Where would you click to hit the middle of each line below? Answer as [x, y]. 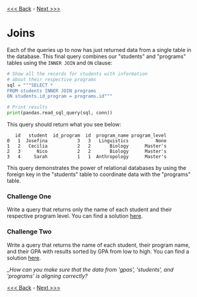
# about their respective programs [52, 79]
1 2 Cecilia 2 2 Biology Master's [87, 146]
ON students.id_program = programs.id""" [60, 96]
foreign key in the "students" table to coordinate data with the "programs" [99, 174]
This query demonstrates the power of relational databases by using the [97, 168]
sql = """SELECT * [30, 85]
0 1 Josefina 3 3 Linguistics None [87, 141]
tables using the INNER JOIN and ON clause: [60, 62]
